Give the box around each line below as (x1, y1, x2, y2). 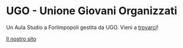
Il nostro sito (6, 35, 37, 42)
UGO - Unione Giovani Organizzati (6, 4, 177, 18)
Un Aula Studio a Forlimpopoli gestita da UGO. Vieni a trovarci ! (6, 24, 159, 31)
